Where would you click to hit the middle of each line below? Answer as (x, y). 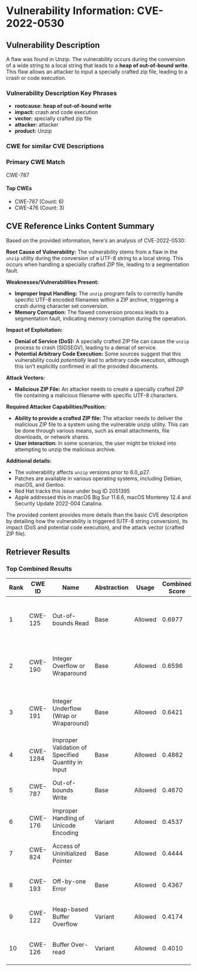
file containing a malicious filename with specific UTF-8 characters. (96, 395)
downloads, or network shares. (52, 437)
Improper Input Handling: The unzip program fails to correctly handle (99, 293)
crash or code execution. (36, 78)
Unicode (64, 826)
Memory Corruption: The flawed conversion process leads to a (91, 312)
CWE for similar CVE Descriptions (55, 147)
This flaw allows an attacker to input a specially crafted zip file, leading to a (97, 72)
